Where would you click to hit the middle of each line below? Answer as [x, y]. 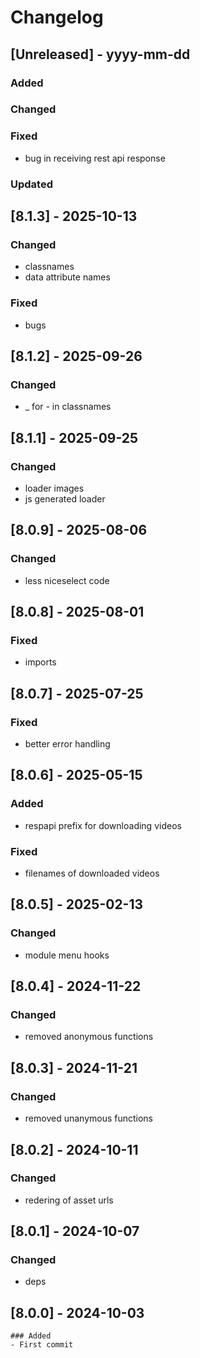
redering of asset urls [69, 1200]
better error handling [67, 744]
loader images [54, 488]
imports [40, 662]
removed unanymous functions [89, 1118]
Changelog [57, 17]
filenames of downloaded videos [92, 873]
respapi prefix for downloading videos [103, 825]
